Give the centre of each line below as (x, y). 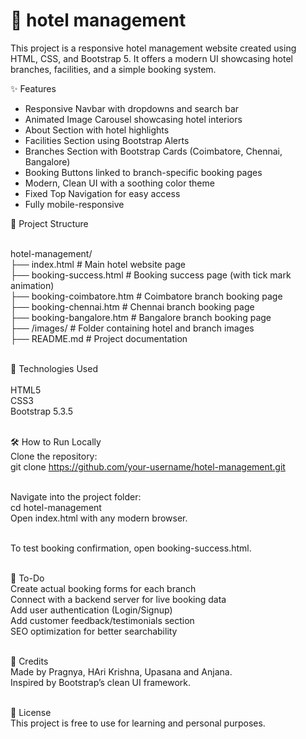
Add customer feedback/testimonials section (102, 620)
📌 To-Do (27, 578)
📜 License (31, 712)
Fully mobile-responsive (74, 204)
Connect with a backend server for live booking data (118, 599)
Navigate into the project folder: (76, 496)
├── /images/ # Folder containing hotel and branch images (132, 328)
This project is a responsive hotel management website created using (153, 48)
